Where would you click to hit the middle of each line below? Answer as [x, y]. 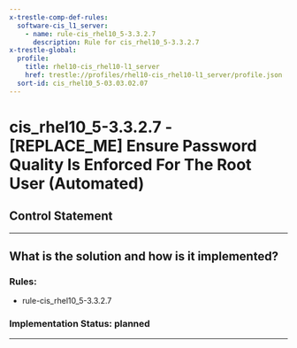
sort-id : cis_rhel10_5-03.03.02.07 [83, 83]
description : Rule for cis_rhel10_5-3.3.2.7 [116, 42]
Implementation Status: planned [80, 324]
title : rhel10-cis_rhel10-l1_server [93, 67]
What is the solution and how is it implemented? [144, 256]
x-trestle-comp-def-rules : [59, 17]
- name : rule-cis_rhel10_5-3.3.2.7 [91, 34]
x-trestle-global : [43, 50]
